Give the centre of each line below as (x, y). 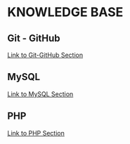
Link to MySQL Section (40, 94)
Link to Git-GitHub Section (45, 55)
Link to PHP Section (36, 133)
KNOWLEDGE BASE (65, 12)
